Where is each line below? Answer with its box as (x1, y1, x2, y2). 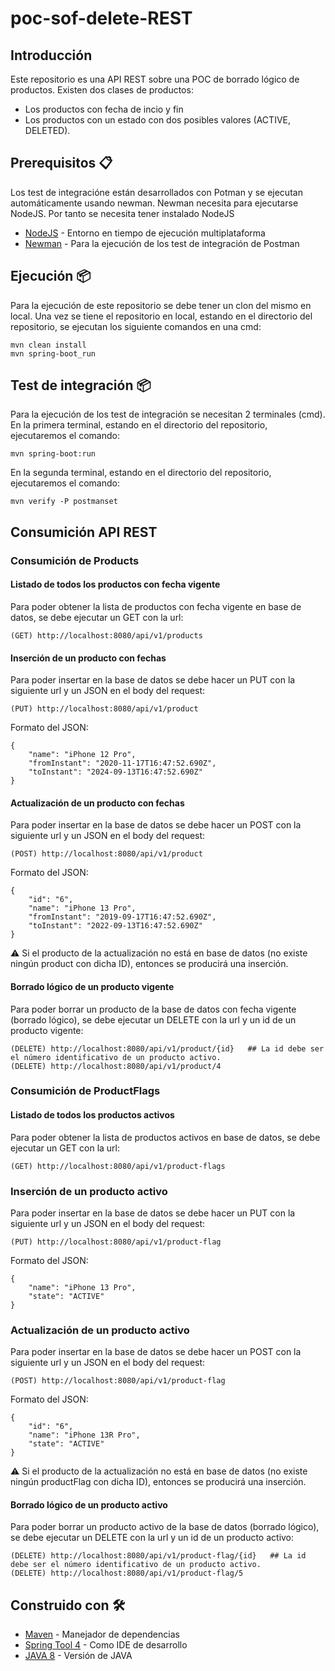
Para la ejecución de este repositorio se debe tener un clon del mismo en (10, 299, 312, 311)
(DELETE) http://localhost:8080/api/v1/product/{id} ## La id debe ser (10, 1043, 325, 1054)
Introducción (10, 47, 93, 64)
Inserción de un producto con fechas (10, 652, 167, 664)
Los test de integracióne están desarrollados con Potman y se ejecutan (10, 186, 303, 198)
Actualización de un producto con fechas (10, 797, 185, 809)
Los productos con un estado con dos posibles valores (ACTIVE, (24, 114, 291, 126)
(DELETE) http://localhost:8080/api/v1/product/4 (10, 1061, 222, 1071)
